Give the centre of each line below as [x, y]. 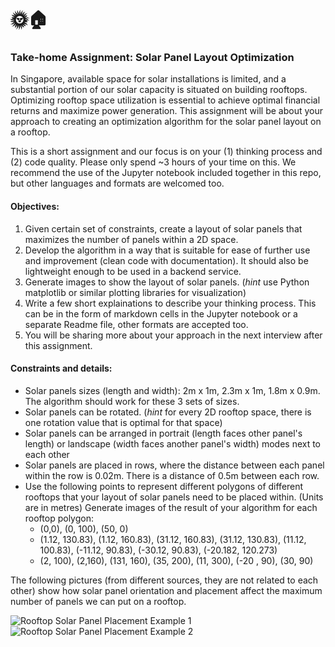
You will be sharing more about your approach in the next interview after [173, 335]
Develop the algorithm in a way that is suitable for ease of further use [167, 250]
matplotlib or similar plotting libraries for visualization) [135, 292]
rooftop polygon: [59, 518]
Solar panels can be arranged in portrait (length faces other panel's [163, 433]
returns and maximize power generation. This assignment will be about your [166, 111]
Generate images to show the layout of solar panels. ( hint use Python [167, 282]
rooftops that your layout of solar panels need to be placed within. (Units [174, 497]
